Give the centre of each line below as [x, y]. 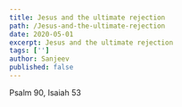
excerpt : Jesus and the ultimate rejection [91, 42]
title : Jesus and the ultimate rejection [87, 17]
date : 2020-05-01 [41, 34]
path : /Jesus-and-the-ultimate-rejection [87, 26]
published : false [41, 68]
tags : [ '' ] [29, 51]
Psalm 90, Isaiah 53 [45, 92]
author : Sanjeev [39, 59]
